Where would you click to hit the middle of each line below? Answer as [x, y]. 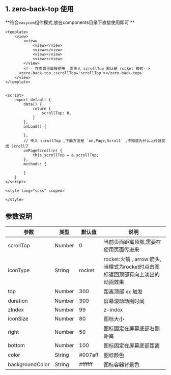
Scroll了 [20, 146]
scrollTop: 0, [56, 113]
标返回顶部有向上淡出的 [132, 274]
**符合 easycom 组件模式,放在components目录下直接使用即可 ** [70, 22]
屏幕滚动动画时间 [124, 301]
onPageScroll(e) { [43, 151]
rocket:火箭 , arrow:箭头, [132, 259]
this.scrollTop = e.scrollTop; [66, 155]
